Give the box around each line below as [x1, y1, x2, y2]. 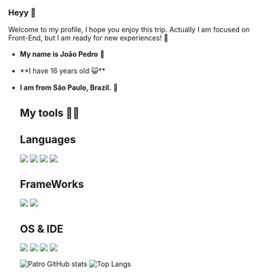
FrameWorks [19, 177, 84, 191]
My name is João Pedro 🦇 [19, 50, 105, 59]
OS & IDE [19, 222, 64, 235]
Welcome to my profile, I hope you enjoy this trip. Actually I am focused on [8, 25, 250, 35]
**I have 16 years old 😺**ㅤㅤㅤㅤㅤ [19, 66, 138, 75]
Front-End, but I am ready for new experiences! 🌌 [8, 33, 169, 42]
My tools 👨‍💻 [19, 106, 80, 120]
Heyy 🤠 [8, 7, 36, 18]
